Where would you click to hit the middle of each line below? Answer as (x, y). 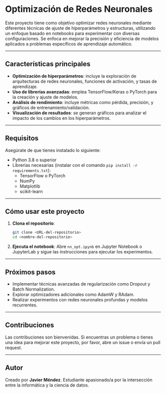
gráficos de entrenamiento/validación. (51, 107)
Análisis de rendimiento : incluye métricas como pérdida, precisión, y (83, 102)
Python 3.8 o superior (34, 160)
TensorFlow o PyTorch (42, 175)
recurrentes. (25, 305)
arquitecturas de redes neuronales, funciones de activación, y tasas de (84, 81)
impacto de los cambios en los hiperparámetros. (62, 118)
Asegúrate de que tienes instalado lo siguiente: (53, 150)
